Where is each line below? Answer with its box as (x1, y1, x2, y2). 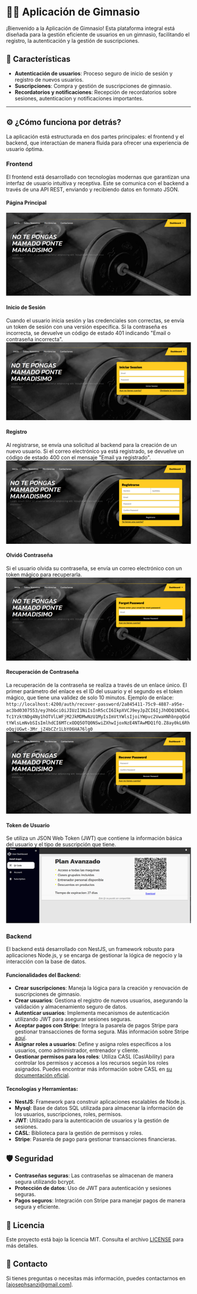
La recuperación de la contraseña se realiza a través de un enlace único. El (6, 681, 188, 688)
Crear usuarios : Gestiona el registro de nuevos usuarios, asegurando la (14, 997, 188, 1004)
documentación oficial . (14, 1072, 70, 1079)
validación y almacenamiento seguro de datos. (14, 1003, 128, 1010)
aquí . (14, 1034, 27, 1041)
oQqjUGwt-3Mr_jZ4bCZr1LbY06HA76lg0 (6, 726, 93, 732)
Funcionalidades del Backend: (6, 972, 81, 979)
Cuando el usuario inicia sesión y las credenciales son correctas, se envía (6, 317, 185, 324)
